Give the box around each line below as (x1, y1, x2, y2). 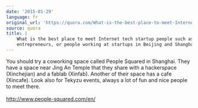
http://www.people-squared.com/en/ (6, 95, 96, 102)
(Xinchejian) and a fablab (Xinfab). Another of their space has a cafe (6, 70, 172, 77)
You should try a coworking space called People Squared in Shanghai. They (6, 57, 190, 65)
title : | (6, 31, 28, 37)
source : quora (6, 25, 41, 31)
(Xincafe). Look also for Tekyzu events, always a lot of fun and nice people (6, 76, 187, 83)
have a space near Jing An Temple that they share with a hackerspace (6, 64, 177, 71)
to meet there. (6, 83, 41, 90)
